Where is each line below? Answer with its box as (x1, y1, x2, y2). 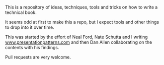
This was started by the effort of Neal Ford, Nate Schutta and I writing (5, 34, 148, 40)
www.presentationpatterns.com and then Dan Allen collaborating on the (5, 39, 153, 45)
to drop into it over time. (5, 24, 55, 30)
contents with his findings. (5, 45, 60, 50)
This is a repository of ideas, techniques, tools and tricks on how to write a (5, 4, 158, 10)
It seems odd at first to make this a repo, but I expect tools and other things (5, 19, 159, 25)
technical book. (5, 9, 37, 15)
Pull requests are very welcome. (5, 54, 71, 60)
